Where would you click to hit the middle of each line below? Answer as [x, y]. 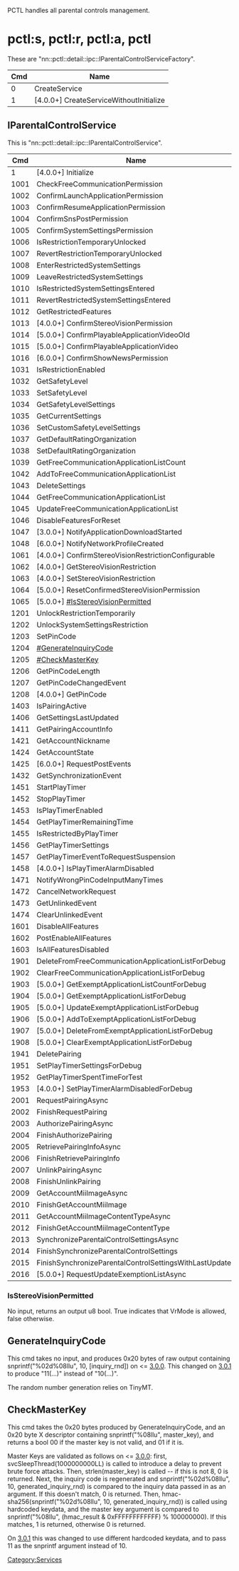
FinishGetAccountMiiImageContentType [103, 1228]
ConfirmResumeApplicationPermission [101, 207]
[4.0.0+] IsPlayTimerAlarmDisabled [95, 868]
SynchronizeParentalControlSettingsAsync [108, 1239]
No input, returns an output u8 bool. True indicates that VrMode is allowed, [117, 1311]
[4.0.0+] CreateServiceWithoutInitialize [100, 100]
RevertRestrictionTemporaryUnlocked [99, 253]
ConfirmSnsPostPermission [83, 218]
